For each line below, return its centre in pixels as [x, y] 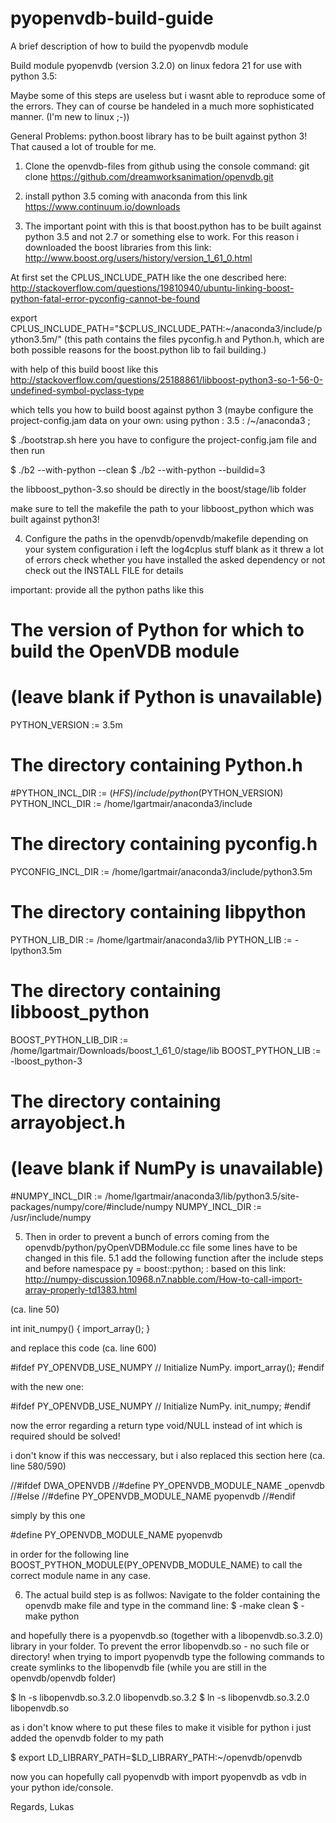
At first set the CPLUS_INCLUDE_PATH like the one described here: [148, 277]
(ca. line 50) [35, 1309]
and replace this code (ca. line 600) [83, 1348]
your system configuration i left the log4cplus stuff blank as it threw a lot [174, 549]
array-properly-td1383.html [81, 1289]
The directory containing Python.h [156, 765]
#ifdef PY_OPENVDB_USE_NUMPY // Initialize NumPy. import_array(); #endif [167, 1367]
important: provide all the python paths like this [107, 589]
